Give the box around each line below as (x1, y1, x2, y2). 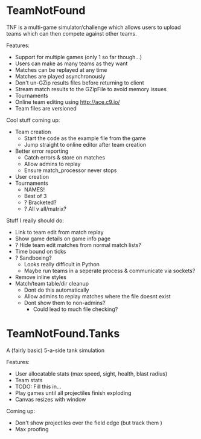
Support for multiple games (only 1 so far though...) (14, 53, 142, 60)
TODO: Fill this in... (14, 383, 62, 390)
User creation (14, 173, 49, 180)
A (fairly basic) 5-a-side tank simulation (6, 347, 105, 354)
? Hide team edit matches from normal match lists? (14, 241, 142, 248)
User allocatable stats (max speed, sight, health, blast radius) (14, 370, 168, 377)
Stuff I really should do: (6, 217, 65, 224)
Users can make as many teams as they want (14, 60, 128, 67)
